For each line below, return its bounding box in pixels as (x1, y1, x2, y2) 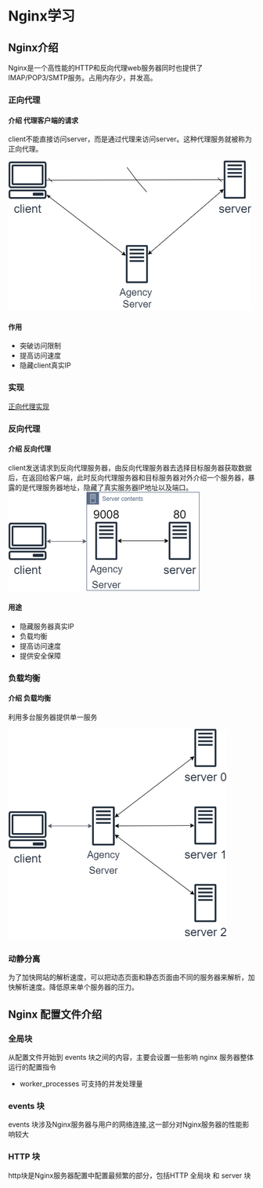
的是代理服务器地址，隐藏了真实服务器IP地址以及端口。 (14, 482, 193, 492)
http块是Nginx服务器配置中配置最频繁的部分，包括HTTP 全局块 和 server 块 (8, 1171, 251, 1180)
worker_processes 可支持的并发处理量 (19, 1079, 143, 1088)
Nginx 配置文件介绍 (8, 1007, 103, 1021)
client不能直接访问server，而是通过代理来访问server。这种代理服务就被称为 (8, 134, 252, 144)
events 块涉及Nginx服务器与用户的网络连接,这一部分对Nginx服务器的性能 (8, 1120, 243, 1129)
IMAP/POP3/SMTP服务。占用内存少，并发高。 (8, 73, 157, 82)
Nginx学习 (8, 7, 76, 25)
